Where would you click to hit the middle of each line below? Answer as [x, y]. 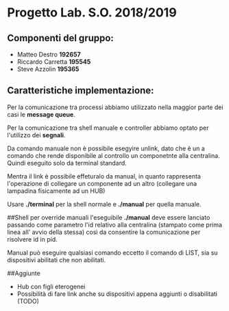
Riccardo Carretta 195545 [54, 62]
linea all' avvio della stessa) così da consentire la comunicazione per [104, 232]
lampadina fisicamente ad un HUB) [56, 191]
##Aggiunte [24, 273]
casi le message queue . [41, 114]
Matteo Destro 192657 [49, 54]
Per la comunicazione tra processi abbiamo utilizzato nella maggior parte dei [115, 107]
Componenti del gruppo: [61, 38]
